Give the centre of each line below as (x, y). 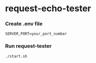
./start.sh (16, 56)
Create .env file (24, 24)
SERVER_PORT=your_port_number (36, 34)
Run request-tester (28, 46)
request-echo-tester (48, 9)
